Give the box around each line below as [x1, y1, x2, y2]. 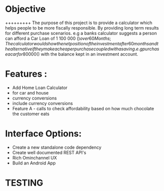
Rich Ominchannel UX [12, 155, 57, 160]
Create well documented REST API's [12, 149, 86, 156]
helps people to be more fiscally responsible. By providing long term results [5, 25, 159, 31]
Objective [5, 3, 46, 15]
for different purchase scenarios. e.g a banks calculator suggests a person [5, 30, 157, 36]
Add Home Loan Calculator [12, 85, 68, 91]
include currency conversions [12, 100, 73, 106]
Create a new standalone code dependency [12, 144, 102, 150]
